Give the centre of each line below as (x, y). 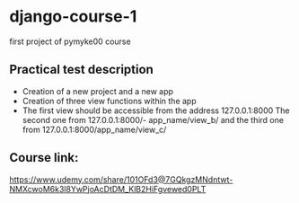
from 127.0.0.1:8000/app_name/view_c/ (94, 129)
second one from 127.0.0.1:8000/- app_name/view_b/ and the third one (153, 119)
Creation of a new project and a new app (97, 91)
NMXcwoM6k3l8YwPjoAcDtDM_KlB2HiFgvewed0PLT (108, 189)
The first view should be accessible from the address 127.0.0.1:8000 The (156, 110)
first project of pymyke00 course (70, 41)
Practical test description (82, 70)
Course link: (44, 158)
